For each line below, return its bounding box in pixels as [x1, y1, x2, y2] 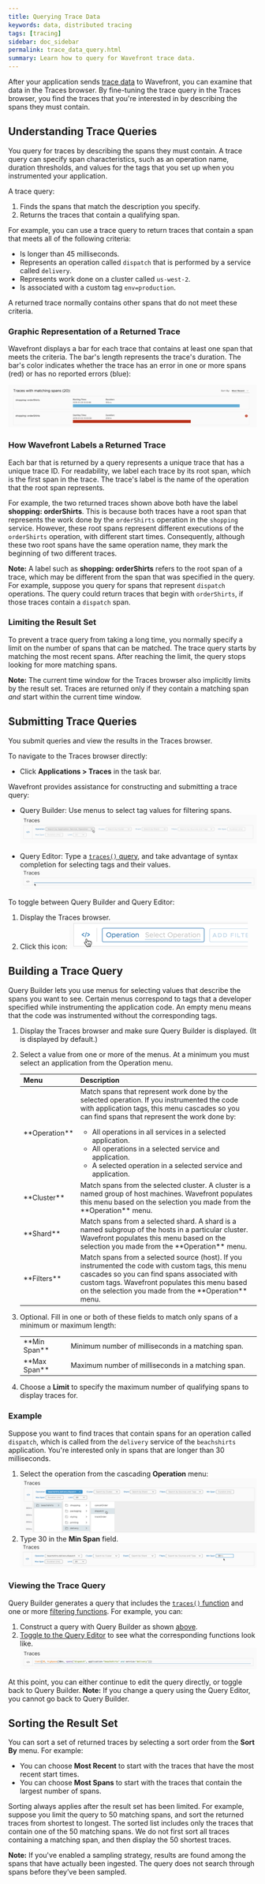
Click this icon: [19, 942, 69, 951]
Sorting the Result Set [8, 1717, 118, 1730]
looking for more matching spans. [8, 660, 118, 669]
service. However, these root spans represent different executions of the [8, 523, 244, 533]
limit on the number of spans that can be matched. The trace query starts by [8, 643, 256, 653]
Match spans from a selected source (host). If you [80, 1253, 243, 1262]
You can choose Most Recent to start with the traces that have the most [19, 1761, 255, 1771]
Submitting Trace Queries [8, 715, 137, 729]
